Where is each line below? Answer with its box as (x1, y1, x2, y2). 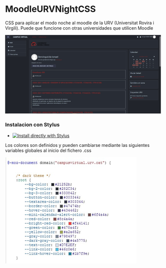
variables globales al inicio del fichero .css (5, 147, 91, 153)
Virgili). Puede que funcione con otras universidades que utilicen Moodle (5, 25, 154, 31)
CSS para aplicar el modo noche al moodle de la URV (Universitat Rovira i (5, 20, 154, 26)
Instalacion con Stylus (5, 121, 60, 128)
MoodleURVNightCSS (5, 3, 96, 15)
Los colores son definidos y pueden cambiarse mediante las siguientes (5, 142, 150, 148)
